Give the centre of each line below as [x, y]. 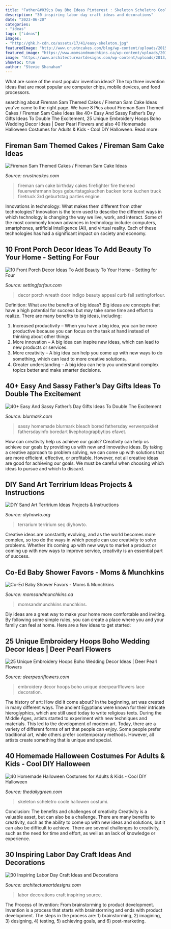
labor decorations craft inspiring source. [60, 895]
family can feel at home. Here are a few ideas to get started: [68, 625]
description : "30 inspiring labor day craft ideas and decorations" [79, 15]
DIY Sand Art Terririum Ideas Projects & [69, 484]
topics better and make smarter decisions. [57, 370]
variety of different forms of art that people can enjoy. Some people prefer [83, 729]
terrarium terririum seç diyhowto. [52, 525]
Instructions [25, 493]
